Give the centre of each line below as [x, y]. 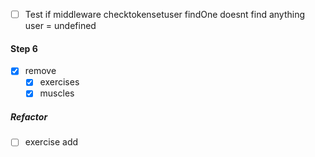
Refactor [29, 117]
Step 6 [24, 48]
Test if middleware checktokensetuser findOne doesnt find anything [165, 14]
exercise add [51, 142]
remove [40, 71]
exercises [59, 82]
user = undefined [60, 26]
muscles [57, 93]
